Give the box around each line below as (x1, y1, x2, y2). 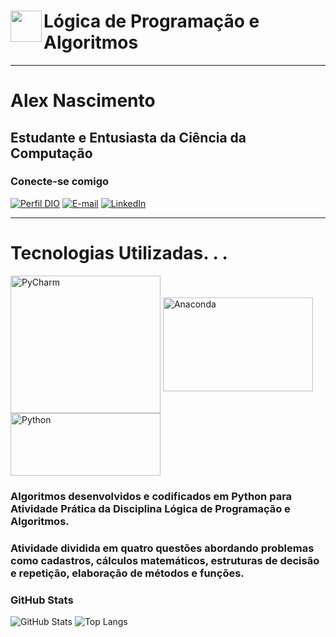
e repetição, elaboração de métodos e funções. (10, 566, 245, 580)
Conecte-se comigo (10, 175, 110, 189)
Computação (10, 145, 93, 162)
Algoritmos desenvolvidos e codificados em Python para (10, 489, 293, 503)
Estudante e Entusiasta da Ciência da (10, 129, 247, 146)
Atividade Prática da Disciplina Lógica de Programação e (10, 501, 291, 515)
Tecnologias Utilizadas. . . (10, 242, 228, 264)
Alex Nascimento (10, 90, 156, 112)
